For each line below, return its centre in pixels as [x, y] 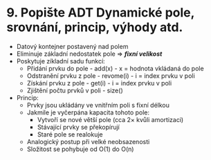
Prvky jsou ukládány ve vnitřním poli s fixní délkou [98, 105]
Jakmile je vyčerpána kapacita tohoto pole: [88, 112]
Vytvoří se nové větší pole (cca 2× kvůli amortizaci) [110, 119]
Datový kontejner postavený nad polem [72, 46]
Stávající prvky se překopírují [79, 127]
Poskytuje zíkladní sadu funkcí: [61, 61]
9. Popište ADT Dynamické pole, [101, 13]
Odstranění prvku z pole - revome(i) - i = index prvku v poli [111, 76]
